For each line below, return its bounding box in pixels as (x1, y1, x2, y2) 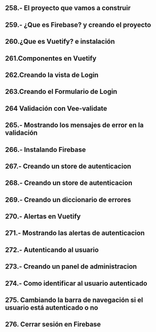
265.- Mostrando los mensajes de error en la (5, 121, 144, 129)
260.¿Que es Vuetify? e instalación (5, 37, 115, 46)
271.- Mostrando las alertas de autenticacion (5, 229, 145, 238)
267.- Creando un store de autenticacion (5, 162, 131, 170)
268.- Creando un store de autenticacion (5, 179, 132, 187)
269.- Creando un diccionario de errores (5, 195, 131, 204)
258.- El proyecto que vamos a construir (5, 4, 131, 12)
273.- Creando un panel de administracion (5, 263, 137, 271)
